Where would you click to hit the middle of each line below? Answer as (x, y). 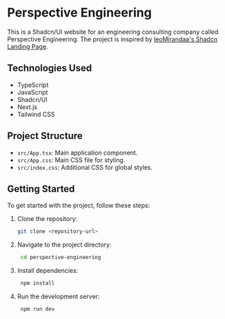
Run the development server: (58, 296)
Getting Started (41, 189)
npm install (38, 283)
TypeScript (33, 85)
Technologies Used (49, 68)
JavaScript (32, 92)
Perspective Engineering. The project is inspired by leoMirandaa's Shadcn (112, 39)
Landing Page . (28, 46)
